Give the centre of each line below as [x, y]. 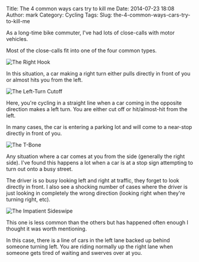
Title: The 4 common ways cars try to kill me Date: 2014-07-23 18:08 [90, 9]
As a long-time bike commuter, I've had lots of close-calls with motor [91, 33]
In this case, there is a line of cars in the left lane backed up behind [88, 240]
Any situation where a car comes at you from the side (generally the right [96, 156]
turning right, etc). [28, 199]
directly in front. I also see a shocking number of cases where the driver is [97, 187]
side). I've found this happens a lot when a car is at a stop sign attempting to [99, 162]
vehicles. [17, 39]
